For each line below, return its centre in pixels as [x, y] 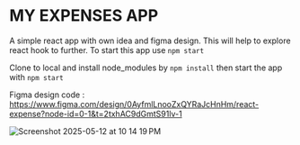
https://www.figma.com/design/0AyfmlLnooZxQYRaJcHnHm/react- [134, 104]
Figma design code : [47, 95]
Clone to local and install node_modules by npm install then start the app [146, 68]
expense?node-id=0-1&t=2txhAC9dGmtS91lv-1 [96, 113]
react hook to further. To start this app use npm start [107, 50]
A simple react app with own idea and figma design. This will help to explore [150, 41]
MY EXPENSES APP [84, 16]
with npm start [37, 77]
